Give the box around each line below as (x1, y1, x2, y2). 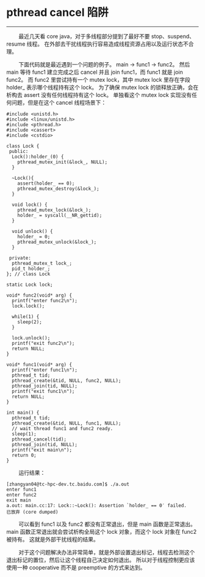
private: (9, 255, 32, 261)
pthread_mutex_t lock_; (12, 260, 72, 266)
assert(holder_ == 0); (17, 180, 75, 186)
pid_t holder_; (12, 266, 51, 272)
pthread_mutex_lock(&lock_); (17, 207, 92, 213)
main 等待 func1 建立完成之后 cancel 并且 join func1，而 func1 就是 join (6, 68, 183, 76)
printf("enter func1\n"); (12, 367, 78, 373)
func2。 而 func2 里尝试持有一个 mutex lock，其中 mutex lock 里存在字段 (6, 76, 190, 83)
